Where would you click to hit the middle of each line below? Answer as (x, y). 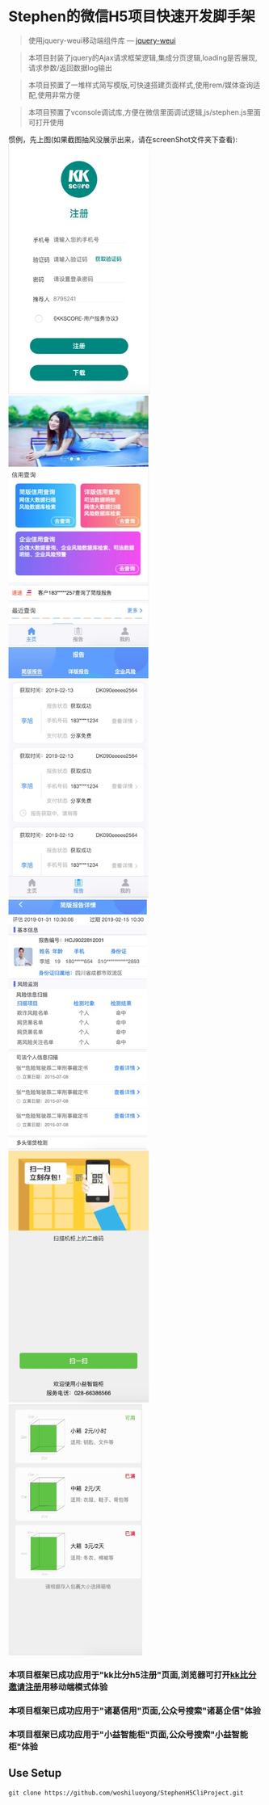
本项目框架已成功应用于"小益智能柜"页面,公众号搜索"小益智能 (128, 1734)
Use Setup (35, 1773)
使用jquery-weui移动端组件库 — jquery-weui (102, 40)
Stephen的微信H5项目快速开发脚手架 (132, 17)
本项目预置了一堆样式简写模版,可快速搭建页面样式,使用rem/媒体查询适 (144, 85)
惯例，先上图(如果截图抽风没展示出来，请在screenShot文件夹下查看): (123, 139)
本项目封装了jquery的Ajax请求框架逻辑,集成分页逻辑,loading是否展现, (143, 57)
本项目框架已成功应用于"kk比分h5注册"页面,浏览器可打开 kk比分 (132, 1675)
